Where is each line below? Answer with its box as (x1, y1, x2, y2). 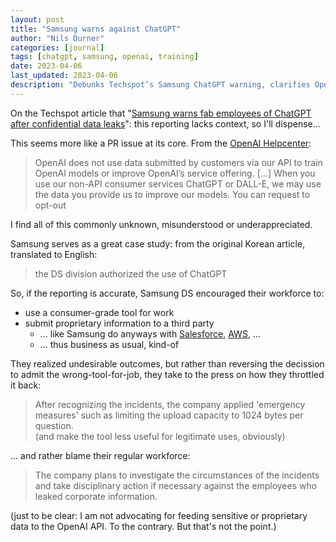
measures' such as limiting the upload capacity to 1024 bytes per (34, 409, 304, 421)
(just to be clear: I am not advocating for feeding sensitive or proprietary (10, 509, 308, 521)
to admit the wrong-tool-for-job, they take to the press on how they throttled (10, 368, 325, 380)
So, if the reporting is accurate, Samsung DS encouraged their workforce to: (10, 287, 325, 299)
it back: (10, 379, 42, 391)
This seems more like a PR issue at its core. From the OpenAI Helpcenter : (10, 137, 312, 149)
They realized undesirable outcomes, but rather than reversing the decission (10, 357, 325, 370)
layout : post (10, 14, 65, 25)
